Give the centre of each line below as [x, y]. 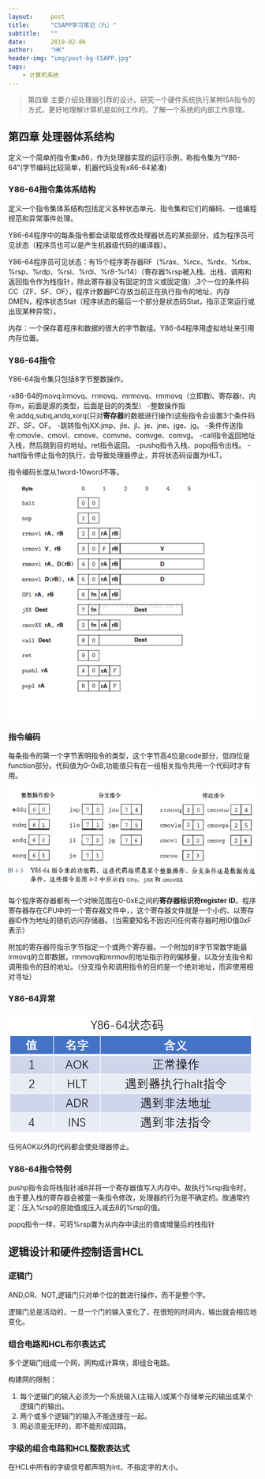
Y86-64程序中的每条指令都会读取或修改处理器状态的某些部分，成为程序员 [128, 235]
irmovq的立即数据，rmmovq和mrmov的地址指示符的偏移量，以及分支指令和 [131, 956]
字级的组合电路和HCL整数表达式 [69, 1449]
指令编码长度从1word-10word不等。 [66, 472]
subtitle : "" [33, 33]
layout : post [37, 17]
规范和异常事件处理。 [43, 218]
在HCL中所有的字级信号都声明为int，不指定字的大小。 [95, 1467]
